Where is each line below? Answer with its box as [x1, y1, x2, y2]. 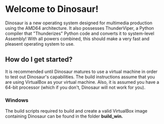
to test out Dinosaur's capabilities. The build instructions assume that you [5, 73, 155, 80]
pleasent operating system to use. [5, 41, 75, 47]
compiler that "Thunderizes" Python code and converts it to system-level [5, 30, 155, 36]
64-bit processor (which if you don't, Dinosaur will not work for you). [5, 84, 146, 90]
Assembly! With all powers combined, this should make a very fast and [5, 36, 150, 42]
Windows [5, 97, 29, 104]
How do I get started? [5, 56, 73, 64]
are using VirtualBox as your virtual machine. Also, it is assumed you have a [5, 79, 160, 85]
